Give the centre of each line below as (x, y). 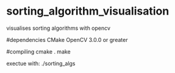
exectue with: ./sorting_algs (41, 63)
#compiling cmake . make (39, 51)
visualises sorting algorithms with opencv (59, 28)
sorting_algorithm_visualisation (88, 11)
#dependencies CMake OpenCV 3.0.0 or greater (67, 40)
